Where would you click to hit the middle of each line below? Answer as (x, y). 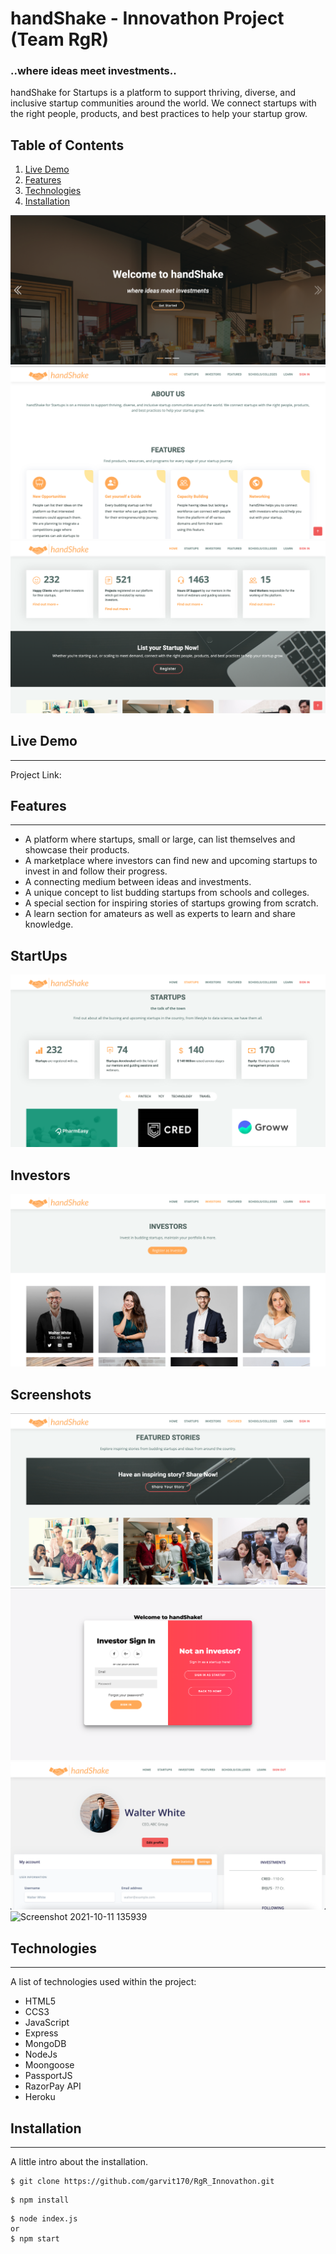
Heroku (40, 2097)
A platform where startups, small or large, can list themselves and (160, 839)
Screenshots (51, 1394)
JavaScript (47, 2023)
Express (41, 2033)
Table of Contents (67, 145)
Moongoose (49, 2065)
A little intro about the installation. (79, 2162)
